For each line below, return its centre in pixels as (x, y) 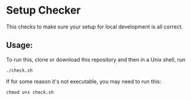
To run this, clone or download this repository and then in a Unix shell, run (96, 59)
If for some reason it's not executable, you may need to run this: (84, 81)
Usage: (20, 45)
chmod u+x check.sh (30, 92)
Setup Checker (43, 10)
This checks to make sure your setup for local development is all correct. (95, 27)
